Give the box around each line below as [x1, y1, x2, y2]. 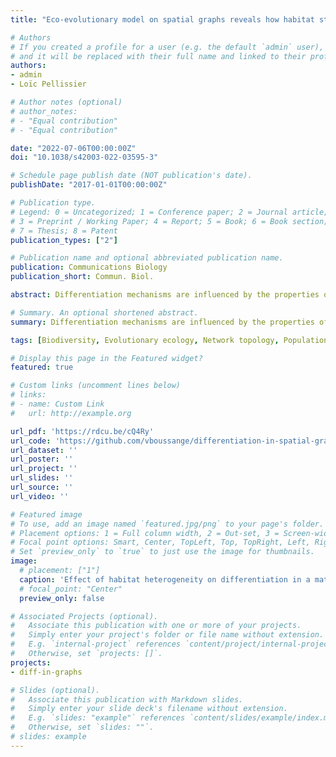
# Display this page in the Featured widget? [10, 353, 203, 363]
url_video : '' [10, 491, 70, 501]
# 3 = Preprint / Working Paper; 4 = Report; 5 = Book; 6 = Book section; [10, 216, 329, 226]
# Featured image [10, 509, 83, 520]
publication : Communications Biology [10, 262, 168, 273]
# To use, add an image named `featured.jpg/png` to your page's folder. [10, 519, 325, 529]
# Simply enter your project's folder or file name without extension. [10, 630, 325, 640]
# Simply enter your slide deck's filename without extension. [10, 704, 288, 714]
